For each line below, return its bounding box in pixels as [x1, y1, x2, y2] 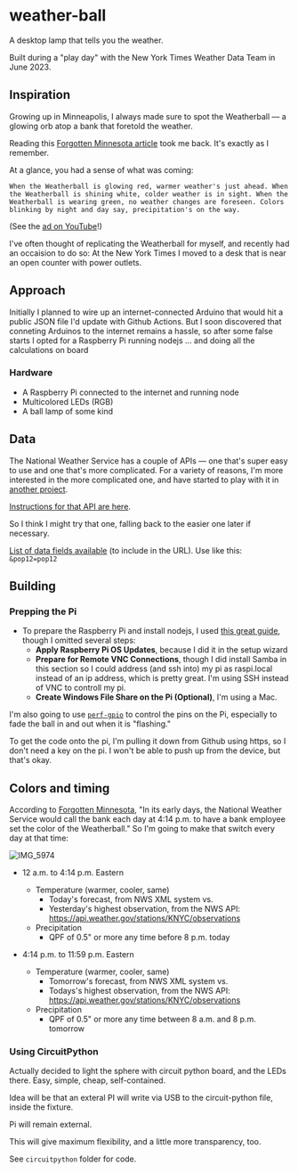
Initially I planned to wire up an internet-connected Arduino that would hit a [9, 307, 284, 317]
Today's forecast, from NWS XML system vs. [48, 894, 213, 905]
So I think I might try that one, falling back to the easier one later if [9, 518, 252, 529]
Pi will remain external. [9, 1120, 93, 1130]
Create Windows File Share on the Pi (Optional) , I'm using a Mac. [35, 692, 278, 702]
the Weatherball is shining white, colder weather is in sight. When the [9, 189, 289, 199]
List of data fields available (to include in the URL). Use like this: [9, 545, 243, 555]
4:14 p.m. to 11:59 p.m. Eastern [21, 949, 135, 960]
